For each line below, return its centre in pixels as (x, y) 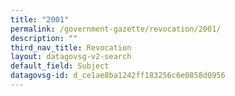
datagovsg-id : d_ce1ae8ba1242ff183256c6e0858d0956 (118, 76)
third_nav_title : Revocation (71, 47)
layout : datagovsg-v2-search (71, 57)
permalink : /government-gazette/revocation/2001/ (116, 29)
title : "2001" (40, 19)
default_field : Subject (60, 66)
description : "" (44, 38)
